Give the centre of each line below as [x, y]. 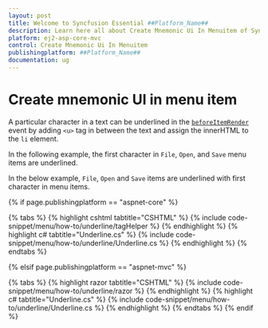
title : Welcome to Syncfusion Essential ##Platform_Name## [108, 23]
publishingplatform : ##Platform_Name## [75, 53]
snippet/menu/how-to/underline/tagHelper [78, 226]
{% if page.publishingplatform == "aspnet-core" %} [93, 202]
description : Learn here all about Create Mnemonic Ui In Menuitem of [128, 30]
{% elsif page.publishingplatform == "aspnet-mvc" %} [98, 267]
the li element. [33, 138]
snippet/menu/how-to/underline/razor [71, 290]
